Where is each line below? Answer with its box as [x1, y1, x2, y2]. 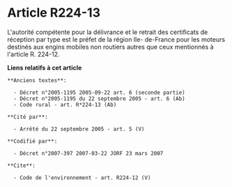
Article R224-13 [7, 5, 101, 21]
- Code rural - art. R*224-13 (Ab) [13, 101, 117, 108]
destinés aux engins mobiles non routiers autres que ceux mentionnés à [7, 42, 214, 51]
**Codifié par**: [7, 138, 58, 145]
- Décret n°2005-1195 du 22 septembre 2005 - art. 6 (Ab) [13, 95, 186, 102]
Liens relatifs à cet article [7, 63, 82, 72]
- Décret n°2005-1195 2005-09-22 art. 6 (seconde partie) [13, 89, 186, 96]
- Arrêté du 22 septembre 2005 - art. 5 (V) [13, 125, 145, 133]
